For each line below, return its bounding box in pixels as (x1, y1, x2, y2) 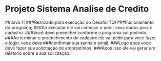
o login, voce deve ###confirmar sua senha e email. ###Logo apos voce (5, 40, 151, 46)
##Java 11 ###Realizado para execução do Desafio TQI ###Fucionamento (5, 19, 154, 25)
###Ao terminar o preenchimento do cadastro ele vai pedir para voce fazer (5, 35, 156, 41)
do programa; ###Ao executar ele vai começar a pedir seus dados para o (5, 24, 153, 30)
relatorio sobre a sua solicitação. (5, 50, 71, 56)
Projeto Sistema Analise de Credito (5, 3, 149, 15)
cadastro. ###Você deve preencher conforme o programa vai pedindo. (5, 30, 148, 35)
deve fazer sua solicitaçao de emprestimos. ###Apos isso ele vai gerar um (5, 45, 155, 51)
